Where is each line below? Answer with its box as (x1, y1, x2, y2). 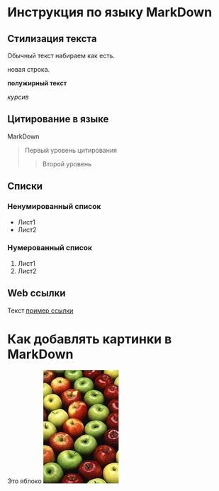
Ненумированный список (7, 202, 101, 212)
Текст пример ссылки (7, 306, 74, 315)
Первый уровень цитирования (24, 146, 117, 154)
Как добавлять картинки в (7, 331, 172, 347)
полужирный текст (7, 79, 67, 87)
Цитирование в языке (7, 113, 109, 125)
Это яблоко (7, 477, 43, 485)
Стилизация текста (7, 33, 97, 45)
